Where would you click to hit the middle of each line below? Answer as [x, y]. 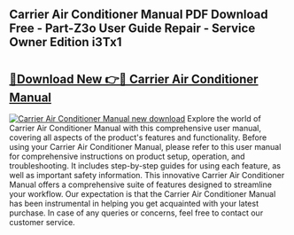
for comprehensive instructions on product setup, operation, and [127, 156]
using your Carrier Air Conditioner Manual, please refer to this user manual [145, 147]
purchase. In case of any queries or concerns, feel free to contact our [136, 213]
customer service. [42, 222]
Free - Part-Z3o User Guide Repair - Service [132, 29]
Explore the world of [224, 118]
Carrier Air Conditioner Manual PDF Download [139, 15]
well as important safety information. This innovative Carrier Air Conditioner [147, 175]
